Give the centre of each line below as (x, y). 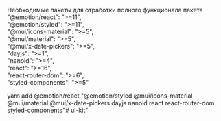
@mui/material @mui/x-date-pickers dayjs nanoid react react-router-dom (111, 103)
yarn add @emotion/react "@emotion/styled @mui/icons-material (100, 96)
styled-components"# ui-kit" (48, 110)
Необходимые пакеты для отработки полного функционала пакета (105, 10)
